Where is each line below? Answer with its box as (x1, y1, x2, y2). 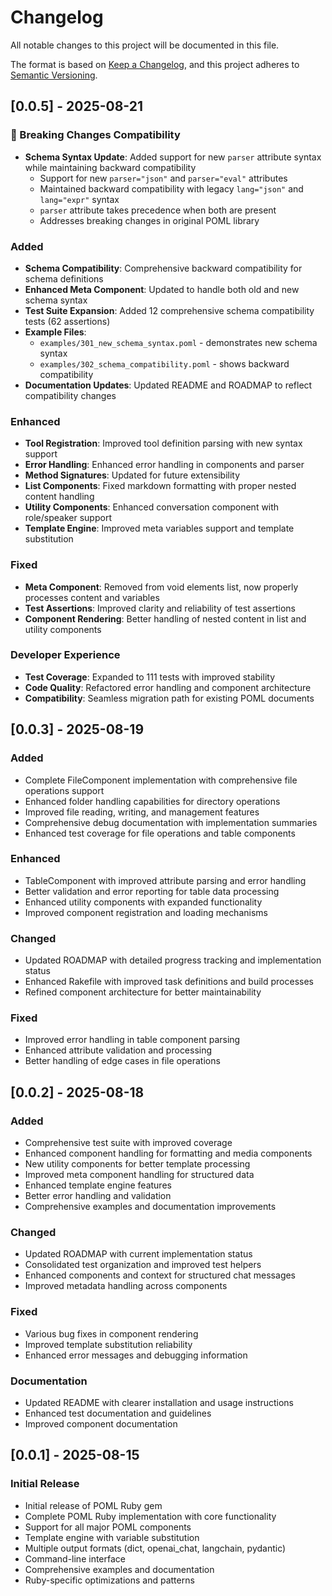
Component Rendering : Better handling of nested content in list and (24, 612, 307, 625)
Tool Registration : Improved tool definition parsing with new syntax (24, 437, 303, 450)
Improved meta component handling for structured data (24, 1169, 255, 1181)
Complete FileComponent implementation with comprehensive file (24, 774, 298, 786)
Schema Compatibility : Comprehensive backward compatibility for (24, 262, 303, 274)
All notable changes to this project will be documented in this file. (10, 39, 280, 51)
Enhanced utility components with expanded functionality (24, 896, 263, 908)
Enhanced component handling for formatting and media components (24, 1147, 313, 1160)
